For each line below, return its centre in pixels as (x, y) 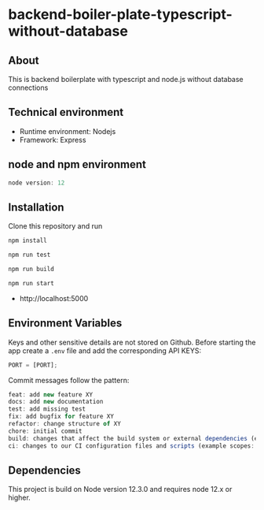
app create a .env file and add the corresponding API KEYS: (105, 350)
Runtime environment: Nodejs (68, 131)
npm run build (31, 270)
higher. (20, 497)
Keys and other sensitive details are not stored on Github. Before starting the (132, 342)
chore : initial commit (45, 431)
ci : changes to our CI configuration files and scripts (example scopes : (132, 446)
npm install (27, 241)
